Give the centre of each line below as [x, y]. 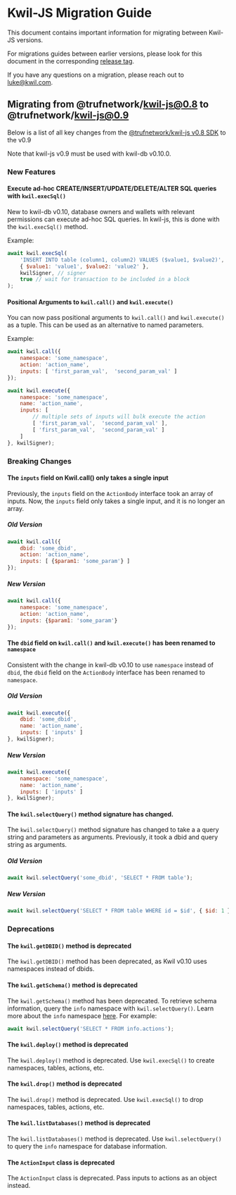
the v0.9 [19, 140]
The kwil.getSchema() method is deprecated [73, 985]
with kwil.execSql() [37, 196]
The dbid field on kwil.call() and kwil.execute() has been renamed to [111, 643]
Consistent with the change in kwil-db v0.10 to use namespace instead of [111, 664]
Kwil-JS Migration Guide [80, 13]
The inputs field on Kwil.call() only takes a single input [88, 478]
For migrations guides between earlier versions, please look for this [105, 54]
